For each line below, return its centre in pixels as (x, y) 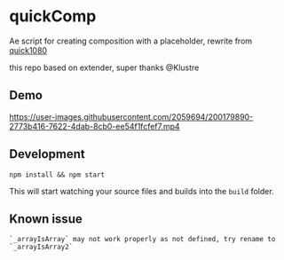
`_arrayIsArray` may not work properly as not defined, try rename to (142, 240)
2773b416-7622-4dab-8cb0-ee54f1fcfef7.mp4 (95, 126)
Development (47, 154)
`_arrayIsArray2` (41, 247)
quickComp (53, 16)
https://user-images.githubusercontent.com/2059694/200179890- (131, 116)
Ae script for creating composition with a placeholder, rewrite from (131, 41)
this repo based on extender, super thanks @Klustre (104, 67)
